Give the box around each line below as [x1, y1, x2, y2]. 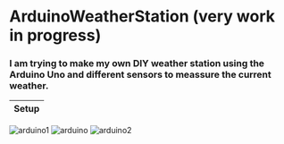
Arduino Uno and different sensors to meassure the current [9, 69, 272, 81]
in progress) [9, 25, 102, 46]
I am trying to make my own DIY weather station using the [9, 57, 265, 70]
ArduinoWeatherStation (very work [9, 6, 275, 27]
